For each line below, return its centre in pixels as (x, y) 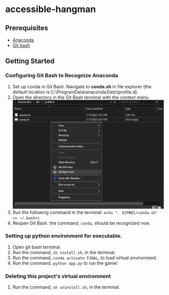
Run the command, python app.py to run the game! (65, 263)
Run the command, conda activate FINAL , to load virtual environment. (85, 258)
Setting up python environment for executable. (64, 236)
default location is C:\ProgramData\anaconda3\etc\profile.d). (75, 92)
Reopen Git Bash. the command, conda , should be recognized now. (81, 223)
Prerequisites (27, 28)
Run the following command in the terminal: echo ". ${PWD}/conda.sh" (85, 212)
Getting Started (30, 61)
